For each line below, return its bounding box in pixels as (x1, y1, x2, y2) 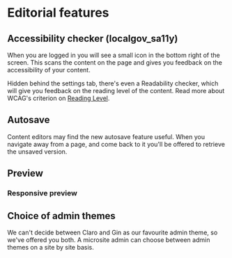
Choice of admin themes (7, 210, 116, 222)
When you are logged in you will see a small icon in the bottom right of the (7, 51, 221, 59)
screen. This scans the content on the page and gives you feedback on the (7, 58, 223, 67)
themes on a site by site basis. (7, 243, 94, 251)
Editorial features (7, 5, 109, 21)
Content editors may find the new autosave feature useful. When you (7, 132, 206, 140)
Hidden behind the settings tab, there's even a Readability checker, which (7, 79, 219, 88)
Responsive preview (7, 188, 78, 198)
